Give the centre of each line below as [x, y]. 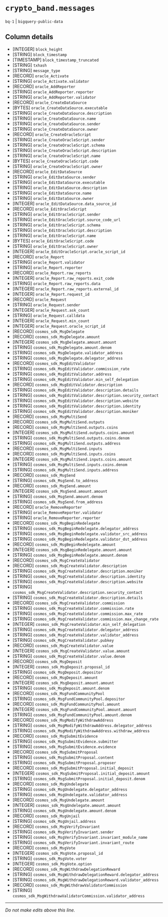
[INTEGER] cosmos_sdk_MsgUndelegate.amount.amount [66, 805]
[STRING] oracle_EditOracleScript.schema [56, 224]
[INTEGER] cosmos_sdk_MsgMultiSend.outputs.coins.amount [73, 432]
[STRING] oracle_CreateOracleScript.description [64, 150]
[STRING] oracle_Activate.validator [51, 81]
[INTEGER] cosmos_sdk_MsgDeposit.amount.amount [63, 682]
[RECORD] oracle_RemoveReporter [47, 507]
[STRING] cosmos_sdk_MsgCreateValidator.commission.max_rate [78, 613]
